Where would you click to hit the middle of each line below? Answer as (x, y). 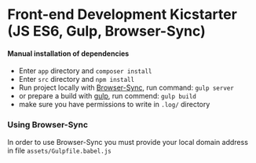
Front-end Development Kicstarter (122, 15)
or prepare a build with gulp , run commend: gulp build (108, 96)
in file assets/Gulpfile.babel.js (59, 150)
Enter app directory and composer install (85, 71)
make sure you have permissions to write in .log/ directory (114, 105)
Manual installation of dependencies (68, 54)
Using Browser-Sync (48, 125)
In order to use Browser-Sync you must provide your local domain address (128, 142)
